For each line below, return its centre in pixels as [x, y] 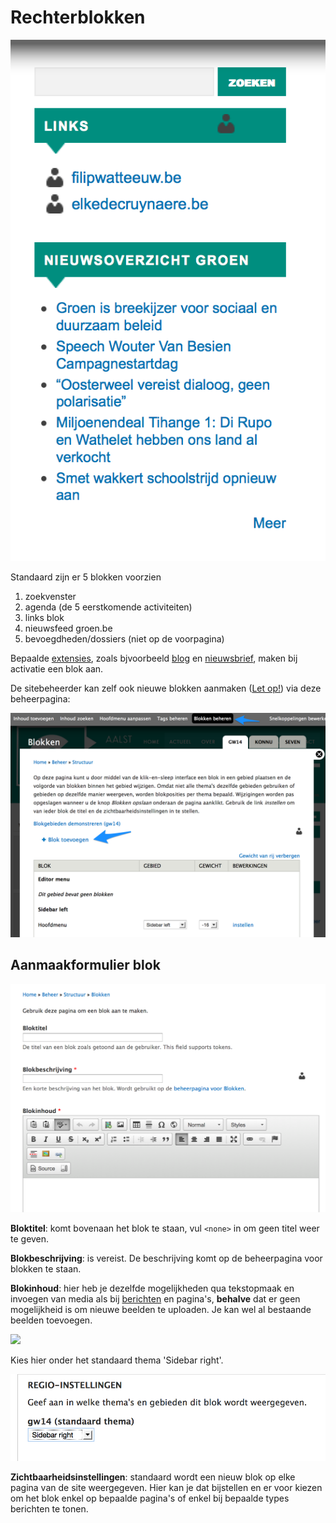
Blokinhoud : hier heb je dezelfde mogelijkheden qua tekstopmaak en [152, 1288]
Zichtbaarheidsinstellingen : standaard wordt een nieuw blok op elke [153, 1477]
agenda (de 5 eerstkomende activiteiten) [108, 607]
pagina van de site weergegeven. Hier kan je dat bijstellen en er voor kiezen [166, 1487]
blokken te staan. [46, 1269]
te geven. [30, 1239]
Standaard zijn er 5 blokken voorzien [86, 577]
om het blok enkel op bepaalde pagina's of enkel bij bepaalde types [150, 1498]
